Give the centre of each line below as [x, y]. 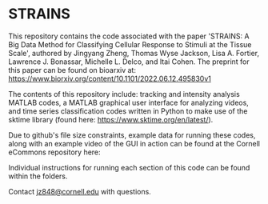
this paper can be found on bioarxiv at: [72, 70]
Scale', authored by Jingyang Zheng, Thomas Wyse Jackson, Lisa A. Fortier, [134, 53]
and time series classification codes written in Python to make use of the [128, 111]
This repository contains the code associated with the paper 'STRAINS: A [129, 36]
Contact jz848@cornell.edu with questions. [80, 191]
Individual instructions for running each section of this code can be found [129, 167]
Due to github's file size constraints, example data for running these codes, [132, 135]
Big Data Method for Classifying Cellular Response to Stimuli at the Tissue [130, 44]
